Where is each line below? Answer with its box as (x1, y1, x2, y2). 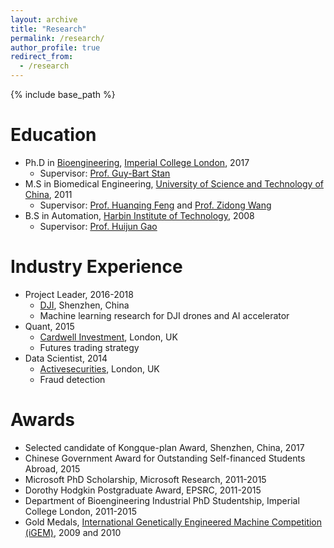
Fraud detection (39, 373, 106, 385)
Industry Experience (10, 256, 183, 278)
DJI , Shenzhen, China (39, 299, 130, 311)
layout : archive (10, 14, 78, 25)
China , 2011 (24, 188, 73, 200)
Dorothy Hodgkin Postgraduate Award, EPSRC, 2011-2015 (24, 484, 262, 496)
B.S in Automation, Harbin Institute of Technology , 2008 (24, 209, 255, 221)
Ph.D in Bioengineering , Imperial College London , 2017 (24, 156, 250, 168)
